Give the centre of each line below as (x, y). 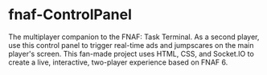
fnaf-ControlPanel (70, 15)
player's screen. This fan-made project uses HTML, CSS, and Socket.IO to (131, 53)
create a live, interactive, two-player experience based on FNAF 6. (118, 62)
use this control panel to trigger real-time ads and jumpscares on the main (131, 45)
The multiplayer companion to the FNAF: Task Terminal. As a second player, (134, 37)
